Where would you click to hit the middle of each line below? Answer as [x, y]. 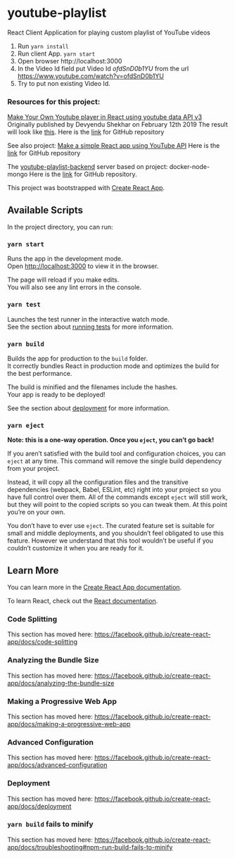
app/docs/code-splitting [43, 642]
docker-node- [189, 167]
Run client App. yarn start [56, 53]
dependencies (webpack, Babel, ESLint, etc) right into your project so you [114, 490]
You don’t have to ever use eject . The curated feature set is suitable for [111, 526]
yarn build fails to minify [50, 824]
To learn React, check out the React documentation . [83, 601]
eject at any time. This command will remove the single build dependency [115, 461]
